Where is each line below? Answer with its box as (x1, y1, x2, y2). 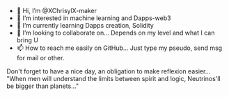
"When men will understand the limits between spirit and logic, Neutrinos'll (6, 75, 221, 82)
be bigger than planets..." (6, 82, 79, 90)
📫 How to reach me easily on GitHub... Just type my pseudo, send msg (16, 44, 223, 52)
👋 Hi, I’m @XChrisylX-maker (16, 7, 97, 15)
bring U (16, 36, 39, 44)
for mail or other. (16, 54, 65, 62)
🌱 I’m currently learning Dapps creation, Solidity (16, 21, 154, 29)
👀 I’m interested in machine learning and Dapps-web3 (16, 14, 171, 22)
